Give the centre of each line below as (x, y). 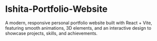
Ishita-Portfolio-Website (56, 9)
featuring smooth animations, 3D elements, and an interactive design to (78, 28)
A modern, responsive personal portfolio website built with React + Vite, (79, 23)
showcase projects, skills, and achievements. (51, 33)
